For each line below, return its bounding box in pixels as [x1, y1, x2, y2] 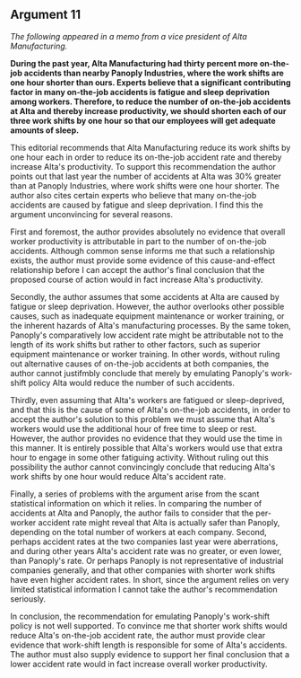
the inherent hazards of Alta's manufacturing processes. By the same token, [10, 320, 292, 330]
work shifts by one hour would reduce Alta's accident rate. [10, 471, 227, 481]
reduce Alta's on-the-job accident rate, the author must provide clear [10, 630, 266, 640]
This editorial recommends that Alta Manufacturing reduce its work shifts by [10, 142, 291, 153]
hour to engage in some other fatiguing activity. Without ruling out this [10, 452, 270, 462]
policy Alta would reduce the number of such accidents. [28, 377, 236, 388]
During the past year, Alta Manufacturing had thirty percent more [10, 57, 259, 68]
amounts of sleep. [10, 125, 80, 136]
